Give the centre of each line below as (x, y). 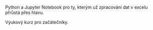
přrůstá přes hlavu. (25, 12)
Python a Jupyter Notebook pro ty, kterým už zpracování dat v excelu (76, 7)
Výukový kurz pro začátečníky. (37, 22)
